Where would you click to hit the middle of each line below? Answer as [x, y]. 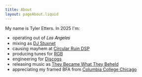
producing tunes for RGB [38, 53]
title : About [19, 10]
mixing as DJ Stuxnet [34, 43]
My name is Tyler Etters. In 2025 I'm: [43, 28]
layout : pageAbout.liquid [32, 14]
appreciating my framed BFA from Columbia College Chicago [74, 69]
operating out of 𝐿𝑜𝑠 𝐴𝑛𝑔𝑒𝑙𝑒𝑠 [41, 38]
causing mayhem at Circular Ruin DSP [51, 48]
